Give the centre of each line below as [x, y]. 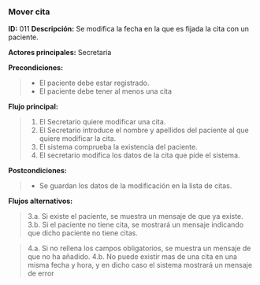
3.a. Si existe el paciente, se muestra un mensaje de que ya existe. [135, 217]
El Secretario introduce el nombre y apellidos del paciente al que [144, 130]
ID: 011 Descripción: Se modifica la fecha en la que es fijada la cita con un [129, 29]
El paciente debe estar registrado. [94, 83]
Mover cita [29, 12]
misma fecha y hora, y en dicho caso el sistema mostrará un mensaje [140, 265]
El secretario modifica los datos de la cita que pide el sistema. [139, 155]
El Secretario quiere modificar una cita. [102, 122]
